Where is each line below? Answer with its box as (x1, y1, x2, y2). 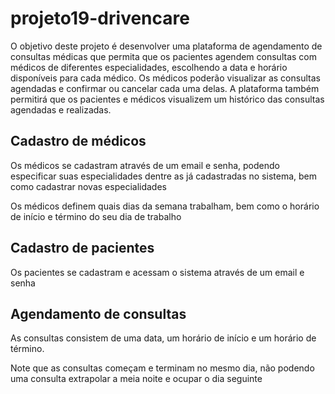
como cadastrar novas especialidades (10, 180, 167, 192)
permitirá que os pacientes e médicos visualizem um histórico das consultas (10, 93, 325, 105)
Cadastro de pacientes (10, 240, 155, 257)
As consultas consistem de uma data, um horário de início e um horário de (10, 332, 317, 344)
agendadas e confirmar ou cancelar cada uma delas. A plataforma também (10, 82, 320, 94)
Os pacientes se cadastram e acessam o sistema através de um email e (10, 266, 305, 278)
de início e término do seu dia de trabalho (10, 210, 182, 222)
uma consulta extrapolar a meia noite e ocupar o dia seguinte (10, 373, 263, 385)
